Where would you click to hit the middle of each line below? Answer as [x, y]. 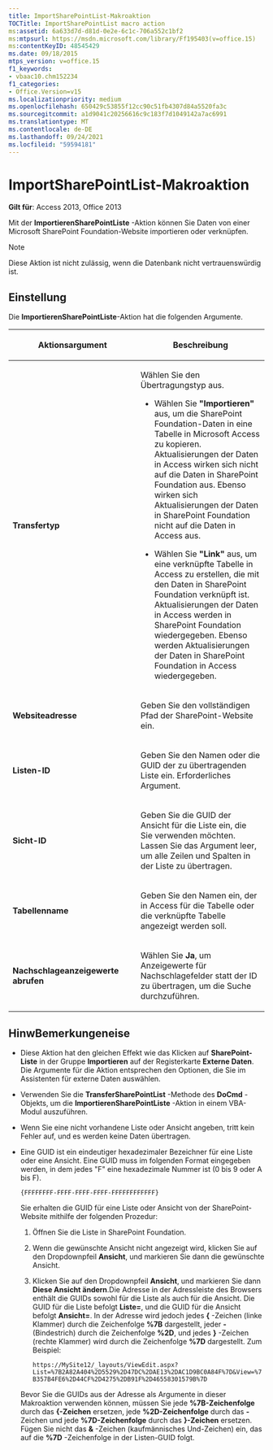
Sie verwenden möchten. [188, 836]
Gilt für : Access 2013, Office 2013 [65, 207]
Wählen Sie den [171, 375]
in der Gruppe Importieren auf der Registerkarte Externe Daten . [147, 1061]
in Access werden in [193, 615]
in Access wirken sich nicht [206, 464]
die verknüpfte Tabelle [183, 916]
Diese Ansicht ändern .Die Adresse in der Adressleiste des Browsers [147, 1290]
